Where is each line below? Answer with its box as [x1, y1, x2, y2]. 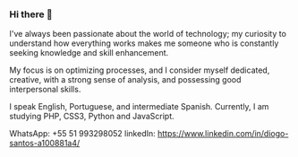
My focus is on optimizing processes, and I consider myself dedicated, [9, 65, 270, 75]
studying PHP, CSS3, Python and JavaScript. [9, 111, 175, 122]
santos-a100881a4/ [9, 138, 81, 149]
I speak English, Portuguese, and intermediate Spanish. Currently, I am [9, 101, 269, 112]
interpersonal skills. [9, 84, 81, 95]
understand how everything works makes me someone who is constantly [9, 38, 279, 48]
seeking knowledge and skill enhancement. [9, 48, 169, 58]
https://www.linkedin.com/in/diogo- [157, 128, 289, 139]
